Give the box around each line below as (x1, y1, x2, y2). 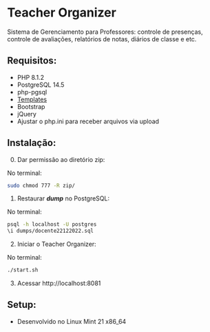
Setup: (7, 299, 36, 311)
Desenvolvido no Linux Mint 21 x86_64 (17, 317, 127, 325)
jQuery (17, 110, 36, 118)
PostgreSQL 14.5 (17, 81, 65, 89)
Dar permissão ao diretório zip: (17, 155, 105, 163)
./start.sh (7, 267, 39, 273)
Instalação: (7, 137, 56, 149)
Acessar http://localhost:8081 (17, 279, 101, 287)
